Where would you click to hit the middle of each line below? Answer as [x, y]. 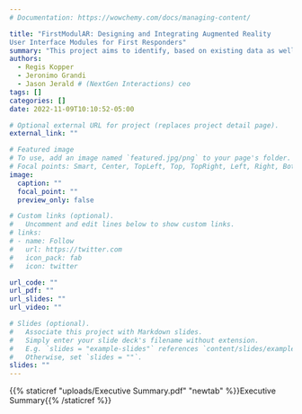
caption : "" [40, 183]
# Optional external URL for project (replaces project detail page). [144, 125]
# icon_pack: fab [46, 258]
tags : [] [26, 92]
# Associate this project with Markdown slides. [106, 332]
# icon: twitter [44, 266]
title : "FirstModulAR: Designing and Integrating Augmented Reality [140, 34]
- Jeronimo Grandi [52, 76]
